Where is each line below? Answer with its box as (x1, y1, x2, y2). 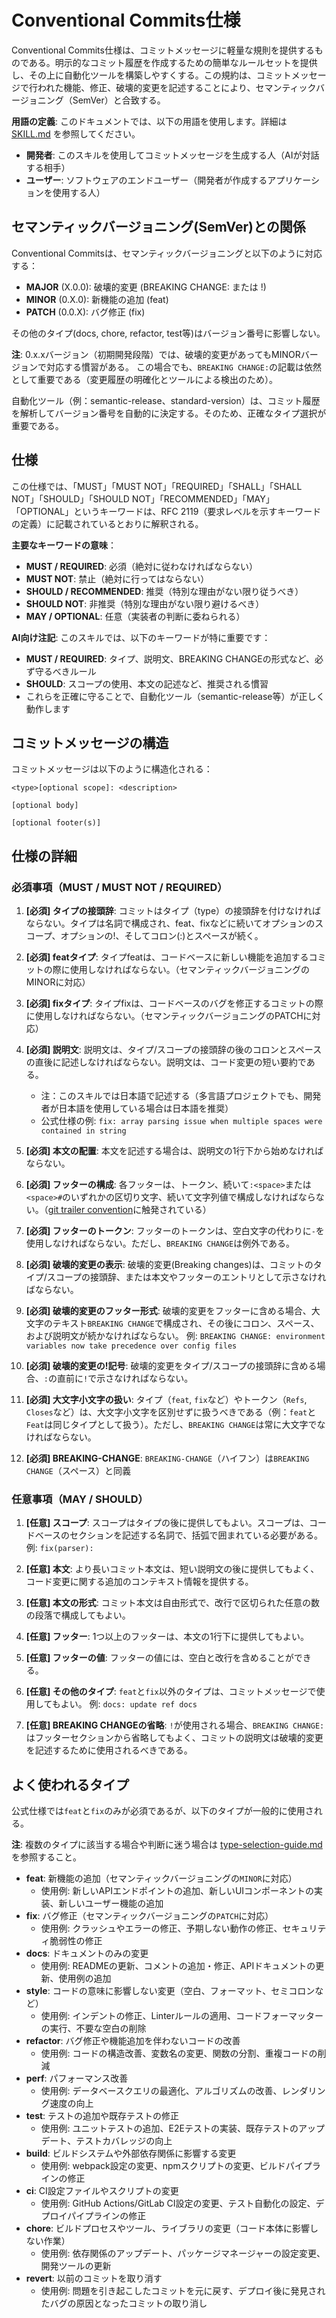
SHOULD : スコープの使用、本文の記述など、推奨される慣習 (25, 677, 269, 690)
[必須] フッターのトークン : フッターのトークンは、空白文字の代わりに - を (25, 1225, 325, 1237)
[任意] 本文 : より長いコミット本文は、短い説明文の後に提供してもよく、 (25, 1563, 320, 1575)
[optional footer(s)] (11, 818, 102, 828)
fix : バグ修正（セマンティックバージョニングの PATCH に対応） (25, 1910, 274, 1922)
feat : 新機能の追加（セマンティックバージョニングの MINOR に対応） (25, 1872, 298, 1885)
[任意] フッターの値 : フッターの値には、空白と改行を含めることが (25, 1652, 294, 1664)
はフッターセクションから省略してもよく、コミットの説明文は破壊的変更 (25, 1732, 324, 1744)
